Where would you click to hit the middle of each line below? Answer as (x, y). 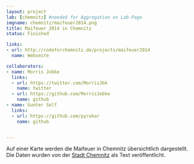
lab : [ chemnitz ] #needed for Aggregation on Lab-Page (74, 17)
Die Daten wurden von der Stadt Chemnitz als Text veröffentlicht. (86, 155)
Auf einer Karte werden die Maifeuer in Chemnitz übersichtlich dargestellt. (97, 149)
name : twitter (34, 89)
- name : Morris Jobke (33, 72)
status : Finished (28, 34)
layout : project (26, 12)
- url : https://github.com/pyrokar (56, 116)
